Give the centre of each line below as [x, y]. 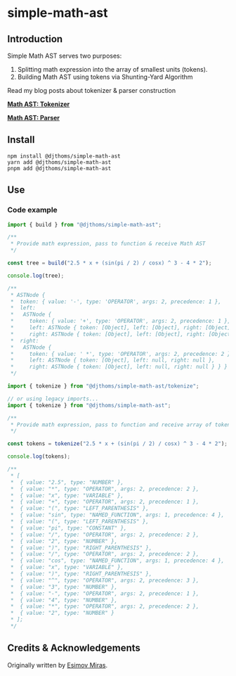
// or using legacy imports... [53, 399]
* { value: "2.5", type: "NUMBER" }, [67, 482]
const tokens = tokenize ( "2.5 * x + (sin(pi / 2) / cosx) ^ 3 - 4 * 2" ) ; [118, 444]
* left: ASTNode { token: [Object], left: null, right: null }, [113, 360]
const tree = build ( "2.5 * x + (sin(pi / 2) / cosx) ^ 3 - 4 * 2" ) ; [110, 263]
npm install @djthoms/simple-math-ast [64, 156]
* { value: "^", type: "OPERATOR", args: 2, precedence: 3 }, [105, 580]
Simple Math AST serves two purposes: [65, 56]
